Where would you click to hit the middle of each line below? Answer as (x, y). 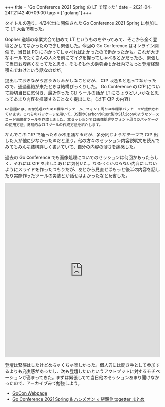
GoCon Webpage (30, 393)
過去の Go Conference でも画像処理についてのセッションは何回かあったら (80, 157)
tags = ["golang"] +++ (69, 13)
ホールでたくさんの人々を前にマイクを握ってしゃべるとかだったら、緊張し (84, 58)
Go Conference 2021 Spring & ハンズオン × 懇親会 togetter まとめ (78, 399)
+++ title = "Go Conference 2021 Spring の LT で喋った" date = (69, 7)
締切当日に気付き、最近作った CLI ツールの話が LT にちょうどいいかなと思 (84, 93)
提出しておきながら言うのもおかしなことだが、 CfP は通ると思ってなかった (81, 81)
